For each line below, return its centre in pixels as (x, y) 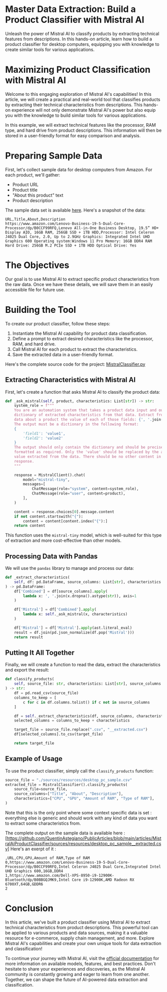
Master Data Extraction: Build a (71, 9)
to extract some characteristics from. (43, 823)
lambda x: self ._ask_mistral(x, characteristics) (75, 614)
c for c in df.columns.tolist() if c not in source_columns (86, 702)
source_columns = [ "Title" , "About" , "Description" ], (69, 794)
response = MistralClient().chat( (50, 475)
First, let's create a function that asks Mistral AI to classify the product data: (83, 392)
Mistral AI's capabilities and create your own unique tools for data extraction (83, 943)
